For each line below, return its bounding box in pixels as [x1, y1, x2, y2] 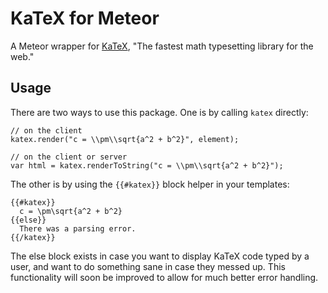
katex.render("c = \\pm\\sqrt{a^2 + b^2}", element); [10, 134, 240, 144]
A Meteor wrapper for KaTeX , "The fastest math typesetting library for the [10, 40, 314, 52]
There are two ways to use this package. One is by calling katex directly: [10, 106, 309, 118]
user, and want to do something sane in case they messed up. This [10, 260, 286, 272]
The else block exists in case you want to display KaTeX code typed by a [10, 250, 310, 262]
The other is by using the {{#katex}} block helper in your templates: [10, 178, 290, 190]
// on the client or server [10, 152, 128, 162]
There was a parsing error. [19, 223, 137, 234]
